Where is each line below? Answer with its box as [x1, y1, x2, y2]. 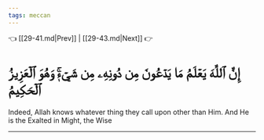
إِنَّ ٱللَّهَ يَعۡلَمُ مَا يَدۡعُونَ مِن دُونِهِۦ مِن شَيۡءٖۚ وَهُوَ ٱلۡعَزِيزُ [8, 63, 240, 81]
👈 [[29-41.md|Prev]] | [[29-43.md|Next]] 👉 [8, 33, 153, 43]
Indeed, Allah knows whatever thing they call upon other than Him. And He [8, 107, 250, 117]
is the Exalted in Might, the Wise [8, 115, 112, 125]
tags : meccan [8, 11, 51, 20]
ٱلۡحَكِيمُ [8, 81, 42, 99]
